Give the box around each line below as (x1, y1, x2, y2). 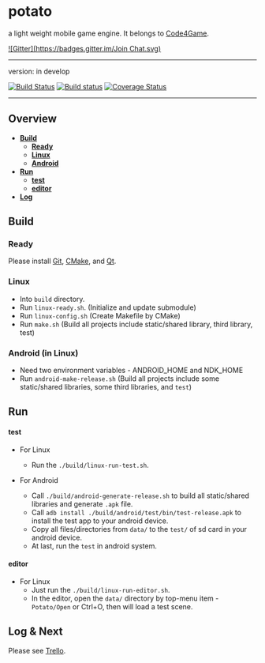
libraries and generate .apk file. (31, 499, 133, 508)
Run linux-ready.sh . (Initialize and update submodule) (19, 303, 196, 312)
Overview (8, 112, 58, 126)
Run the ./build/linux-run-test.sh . (31, 460, 150, 469)
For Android (19, 475, 59, 484)
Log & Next (8, 625, 63, 639)
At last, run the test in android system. (31, 541, 158, 551)
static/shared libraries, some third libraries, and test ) (19, 382, 192, 392)
